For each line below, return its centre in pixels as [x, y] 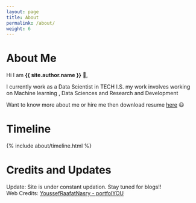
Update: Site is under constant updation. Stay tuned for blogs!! [84, 187]
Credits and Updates [59, 170]
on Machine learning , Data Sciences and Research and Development [92, 93]
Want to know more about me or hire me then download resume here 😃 [95, 105]
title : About [23, 17]
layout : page [23, 12]
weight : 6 [19, 29]
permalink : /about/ [31, 23]
